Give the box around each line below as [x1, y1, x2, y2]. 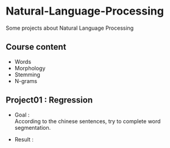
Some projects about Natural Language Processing [5, 24, 134, 32]
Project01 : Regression [5, 95, 93, 106]
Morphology [14, 64, 46, 72]
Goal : [14, 111, 30, 118]
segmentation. [14, 124, 51, 131]
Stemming [14, 71, 41, 78]
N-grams [14, 77, 38, 84]
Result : [14, 135, 34, 143]
